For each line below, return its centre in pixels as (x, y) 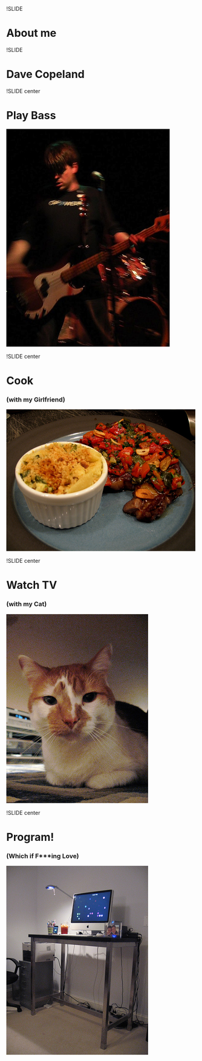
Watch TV (32, 585)
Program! (30, 837)
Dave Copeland (45, 74)
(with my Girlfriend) (36, 400)
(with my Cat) (27, 604)
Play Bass (31, 116)
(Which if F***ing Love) (43, 856)
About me (31, 33)
